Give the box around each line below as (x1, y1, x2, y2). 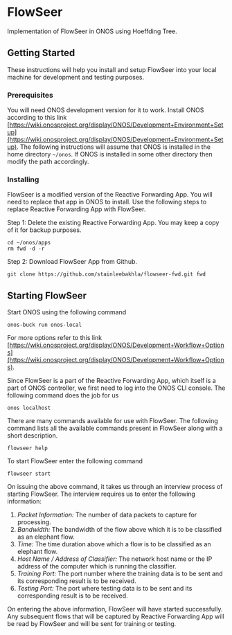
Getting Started (7, 47, 75, 59)
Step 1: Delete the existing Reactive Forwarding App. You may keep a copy (7, 219, 220, 227)
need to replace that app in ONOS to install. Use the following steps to (7, 198, 207, 206)
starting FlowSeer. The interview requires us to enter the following (7, 490, 196, 499)
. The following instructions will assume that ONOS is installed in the (16, 143, 211, 151)
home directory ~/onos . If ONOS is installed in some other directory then (7, 150, 213, 159)
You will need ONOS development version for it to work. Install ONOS (7, 106, 204, 114)
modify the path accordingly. (7, 157, 89, 166)
